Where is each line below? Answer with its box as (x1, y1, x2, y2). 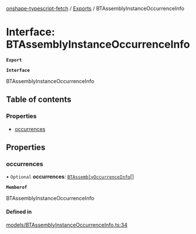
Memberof (6, 184, 27, 191)
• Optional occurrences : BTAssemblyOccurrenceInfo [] (6, 173, 135, 180)
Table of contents (6, 95, 71, 105)
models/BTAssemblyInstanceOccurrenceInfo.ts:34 (6, 221, 128, 228)
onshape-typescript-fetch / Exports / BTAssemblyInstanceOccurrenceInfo (6, 5, 184, 12)
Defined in (6, 208, 32, 215)
